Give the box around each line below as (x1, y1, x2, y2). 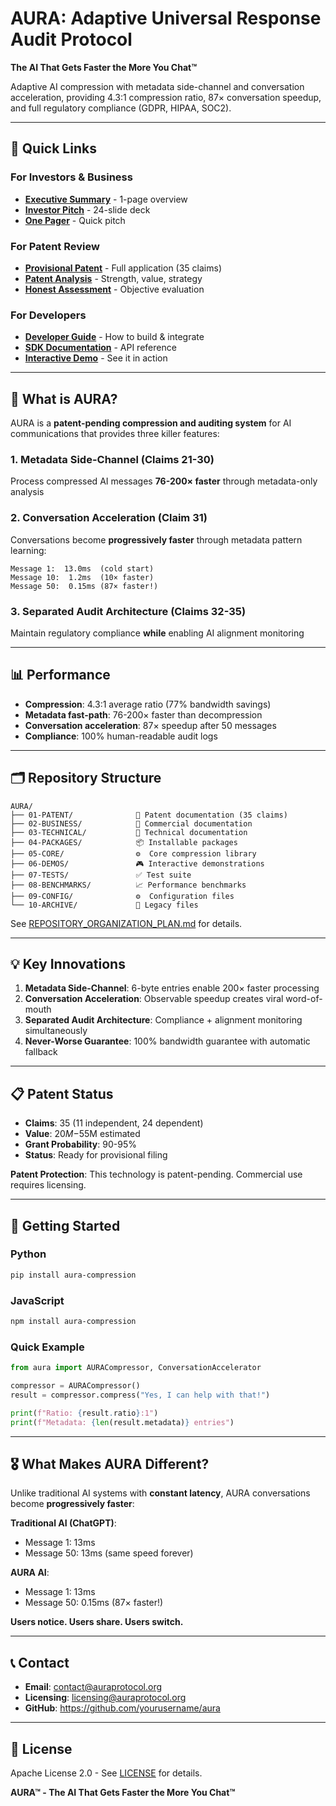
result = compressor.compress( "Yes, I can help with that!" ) (10, 1390, 271, 1400)
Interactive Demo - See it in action (24, 352, 168, 364)
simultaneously (24, 1025, 88, 1037)
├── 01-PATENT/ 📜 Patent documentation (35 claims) (10, 810, 288, 820)
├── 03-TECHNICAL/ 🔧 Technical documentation (10, 827, 248, 837)
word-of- (285, 993, 323, 1005)
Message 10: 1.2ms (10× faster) (10, 572, 155, 582)
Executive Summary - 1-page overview (24, 193, 188, 205)
